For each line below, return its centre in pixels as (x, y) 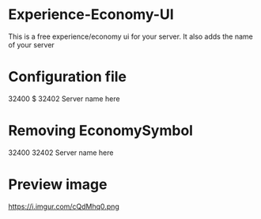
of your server (32, 44)
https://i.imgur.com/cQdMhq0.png (64, 206)
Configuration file (67, 77)
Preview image (58, 184)
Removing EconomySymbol (101, 131)
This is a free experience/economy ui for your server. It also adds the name (130, 36)
